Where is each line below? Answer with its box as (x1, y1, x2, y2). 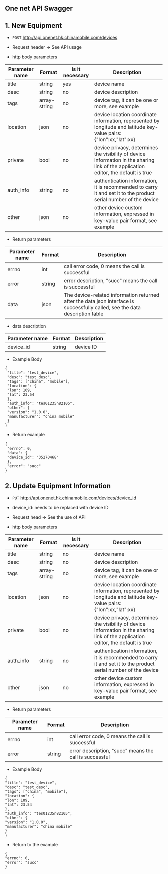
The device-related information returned (64, 292, 160, 299)
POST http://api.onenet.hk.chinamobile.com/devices (12, 35, 118, 41)
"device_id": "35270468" (7, 455, 59, 460)
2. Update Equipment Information (5, 481, 111, 490)
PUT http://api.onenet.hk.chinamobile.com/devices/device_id (12, 495, 136, 501)
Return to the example (12, 842, 58, 848)
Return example (12, 432, 45, 438)
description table (64, 310, 104, 317)
